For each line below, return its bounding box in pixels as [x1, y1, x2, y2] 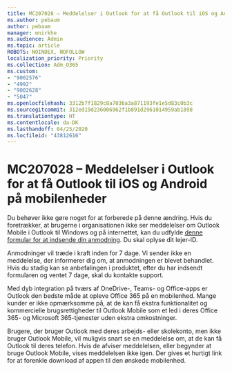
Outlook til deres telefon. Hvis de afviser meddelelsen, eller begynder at [7, 342, 212, 350]
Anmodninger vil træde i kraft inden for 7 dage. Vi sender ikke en [7, 249, 192, 257]
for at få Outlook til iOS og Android [7, 177, 208, 192]
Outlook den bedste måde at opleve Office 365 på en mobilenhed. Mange [7, 292, 217, 300]
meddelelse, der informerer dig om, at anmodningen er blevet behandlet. [7, 257, 214, 265]
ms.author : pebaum [7, 17, 60, 23]
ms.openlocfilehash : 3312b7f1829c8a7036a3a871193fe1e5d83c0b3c [7, 100, 193, 107]
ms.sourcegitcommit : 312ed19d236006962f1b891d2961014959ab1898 [7, 106, 193, 113]
